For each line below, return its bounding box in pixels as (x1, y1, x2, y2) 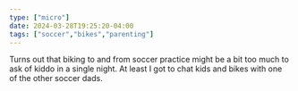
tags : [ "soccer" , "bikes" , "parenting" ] (9, 29, 154, 38)
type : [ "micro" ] (9, 12, 70, 22)
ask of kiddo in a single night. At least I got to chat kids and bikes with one (9, 63, 283, 74)
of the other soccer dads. (9, 73, 103, 84)
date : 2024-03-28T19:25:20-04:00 (9, 21, 134, 30)
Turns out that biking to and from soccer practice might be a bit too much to (9, 54, 289, 65)
